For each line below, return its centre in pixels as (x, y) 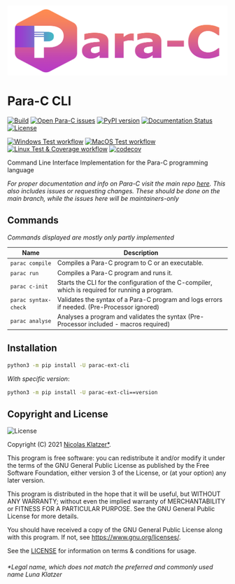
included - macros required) (129, 324)
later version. (26, 480)
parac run (24, 273)
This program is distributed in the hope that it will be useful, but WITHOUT (114, 494)
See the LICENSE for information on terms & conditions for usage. (102, 551)
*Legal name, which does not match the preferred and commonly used (110, 566)
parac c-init (29, 287)
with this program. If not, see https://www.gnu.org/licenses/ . (94, 537)
